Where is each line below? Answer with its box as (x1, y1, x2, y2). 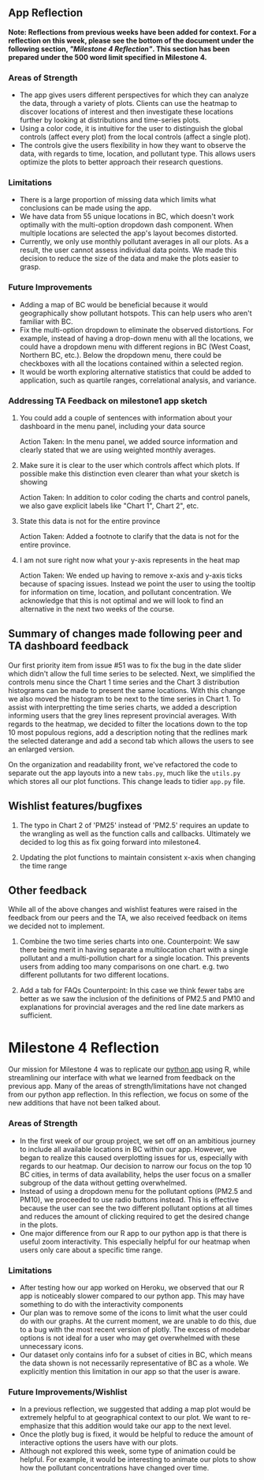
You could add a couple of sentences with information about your (19, 413, 232, 422)
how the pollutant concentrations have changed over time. (19, 1463, 210, 1473)
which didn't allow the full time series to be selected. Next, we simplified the (8, 668, 255, 678)
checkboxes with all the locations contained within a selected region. (19, 359, 244, 368)
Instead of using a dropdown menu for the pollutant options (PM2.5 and (19, 1186, 252, 1196)
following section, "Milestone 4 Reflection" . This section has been (8, 43, 230, 54)
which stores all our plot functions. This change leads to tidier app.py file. (8, 776, 246, 785)
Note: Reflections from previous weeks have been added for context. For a (8, 27, 257, 36)
